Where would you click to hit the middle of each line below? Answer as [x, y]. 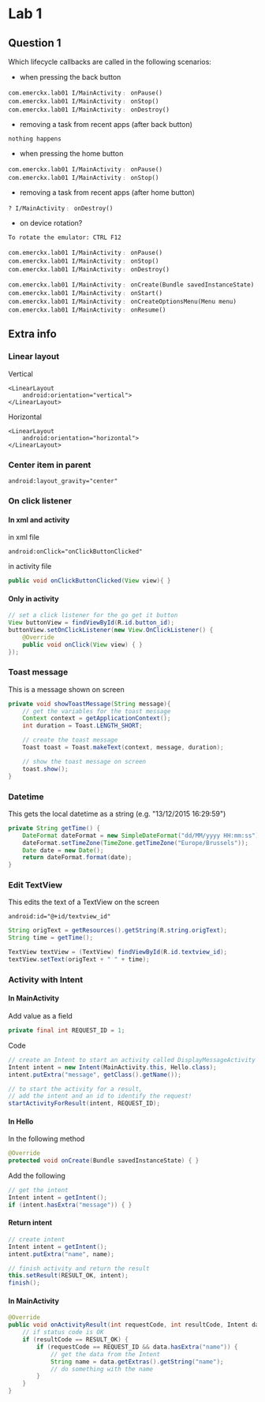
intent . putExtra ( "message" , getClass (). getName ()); [95, 1075]
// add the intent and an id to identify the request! [100, 1096]
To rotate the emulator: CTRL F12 [65, 237]
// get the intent [38, 1191]
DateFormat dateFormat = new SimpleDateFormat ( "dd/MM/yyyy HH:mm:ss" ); [142, 836]
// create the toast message [70, 740]
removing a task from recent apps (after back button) [106, 124]
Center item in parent [50, 465]
